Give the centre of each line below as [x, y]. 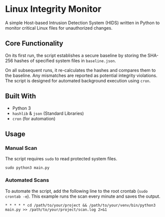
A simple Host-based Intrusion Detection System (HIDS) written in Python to [82, 23]
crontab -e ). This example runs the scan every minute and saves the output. [83, 196]
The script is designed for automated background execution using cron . [78, 80]
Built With [21, 96]
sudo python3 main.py [27, 168]
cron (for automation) [34, 118]
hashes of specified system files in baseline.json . [65, 61]
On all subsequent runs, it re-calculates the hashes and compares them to [81, 70]
